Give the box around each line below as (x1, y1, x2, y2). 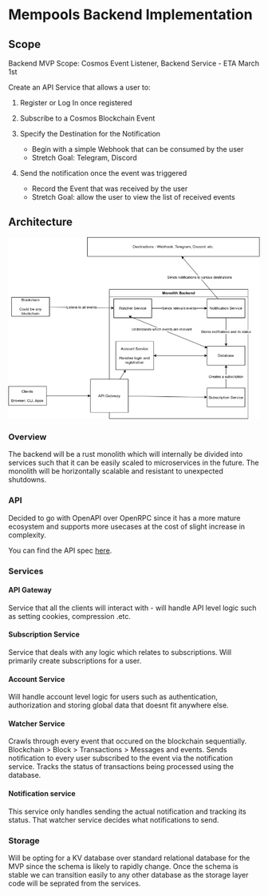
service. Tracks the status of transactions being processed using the (8, 762, 234, 771)
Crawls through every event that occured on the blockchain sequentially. (8, 736, 247, 746)
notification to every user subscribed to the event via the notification (8, 753, 234, 763)
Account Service (8, 674, 65, 684)
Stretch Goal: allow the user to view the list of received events (31, 192, 235, 201)
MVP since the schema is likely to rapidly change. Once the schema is (8, 861, 239, 871)
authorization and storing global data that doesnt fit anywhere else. (8, 700, 229, 710)
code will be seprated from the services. (8, 878, 141, 888)
